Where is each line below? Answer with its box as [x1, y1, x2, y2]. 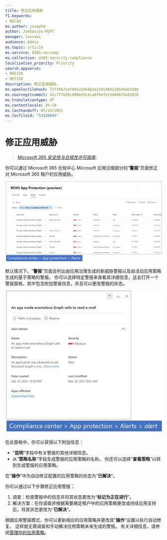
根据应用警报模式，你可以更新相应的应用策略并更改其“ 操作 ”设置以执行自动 [5, 517, 158, 523]
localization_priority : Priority [5, 60, 75, 66]
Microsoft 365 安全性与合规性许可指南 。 [17, 155, 100, 161]
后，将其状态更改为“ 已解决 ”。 [12, 507, 74, 513]
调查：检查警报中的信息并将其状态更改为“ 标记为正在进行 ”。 [12, 494, 134, 500]
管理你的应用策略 [9, 530, 45, 536]
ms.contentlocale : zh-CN [5, 103, 57, 108]
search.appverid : [5, 66, 41, 71]
